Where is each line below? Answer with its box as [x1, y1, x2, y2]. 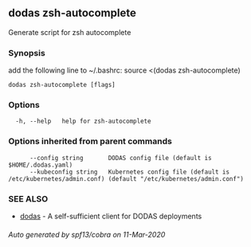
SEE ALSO [8, 193, 49, 204]
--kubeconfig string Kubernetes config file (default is [29, 167, 229, 176]
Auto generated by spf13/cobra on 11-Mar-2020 [8, 229, 166, 239]
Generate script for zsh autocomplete [8, 27, 131, 37]
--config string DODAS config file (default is [29, 154, 213, 162]
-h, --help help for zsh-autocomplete [15, 117, 151, 126]
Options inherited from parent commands [8, 135, 173, 147]
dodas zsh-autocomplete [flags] [8, 81, 116, 89]
